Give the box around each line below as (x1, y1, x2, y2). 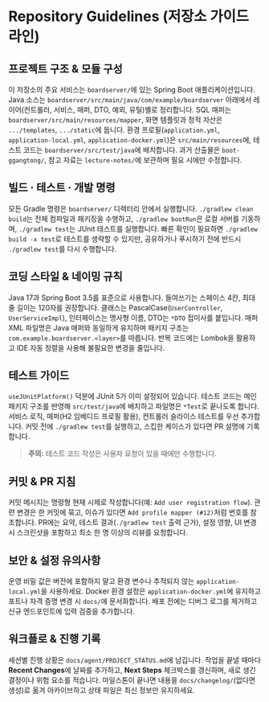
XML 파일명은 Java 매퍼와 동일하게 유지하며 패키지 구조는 (8, 322, 190, 332)
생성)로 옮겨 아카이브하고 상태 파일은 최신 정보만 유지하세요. (8, 685, 195, 695)
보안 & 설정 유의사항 (8, 553, 101, 567)
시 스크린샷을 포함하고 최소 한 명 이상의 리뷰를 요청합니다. (8, 528, 189, 537)
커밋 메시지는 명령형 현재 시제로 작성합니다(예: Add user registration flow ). (8, 498, 253, 507)
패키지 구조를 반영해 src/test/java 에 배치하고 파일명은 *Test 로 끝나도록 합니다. (8, 401, 259, 411)
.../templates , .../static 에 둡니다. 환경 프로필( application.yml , (8, 125, 220, 134)
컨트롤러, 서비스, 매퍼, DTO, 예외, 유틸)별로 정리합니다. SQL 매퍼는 (23, 105, 231, 114)
